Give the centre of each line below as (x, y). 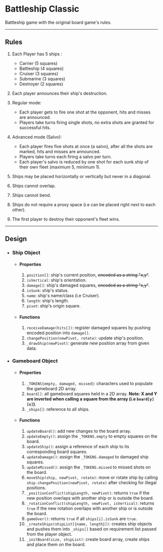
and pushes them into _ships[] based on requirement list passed (91, 529)
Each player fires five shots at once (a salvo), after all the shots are (86, 146)
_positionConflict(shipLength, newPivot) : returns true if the (88, 493)
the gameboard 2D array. (51, 389)
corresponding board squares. (57, 452)
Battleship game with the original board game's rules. (58, 22)
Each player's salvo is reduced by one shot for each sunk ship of (84, 162)
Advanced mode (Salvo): (37, 137)
